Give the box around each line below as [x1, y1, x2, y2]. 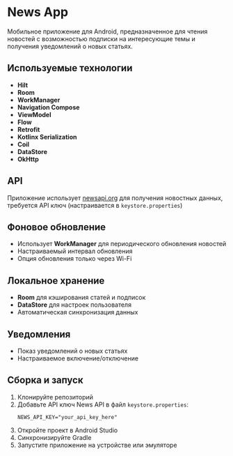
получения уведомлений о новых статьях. [7, 42, 134, 50]
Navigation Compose [17, 102, 80, 112]
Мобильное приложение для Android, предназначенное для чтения [7, 27, 208, 36]
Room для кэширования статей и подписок [17, 294, 146, 302]
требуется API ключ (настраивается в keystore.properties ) [7, 201, 183, 209]
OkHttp [17, 155, 40, 163]
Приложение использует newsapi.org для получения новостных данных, [7, 193, 223, 202]
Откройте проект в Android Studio [17, 426, 118, 434]
